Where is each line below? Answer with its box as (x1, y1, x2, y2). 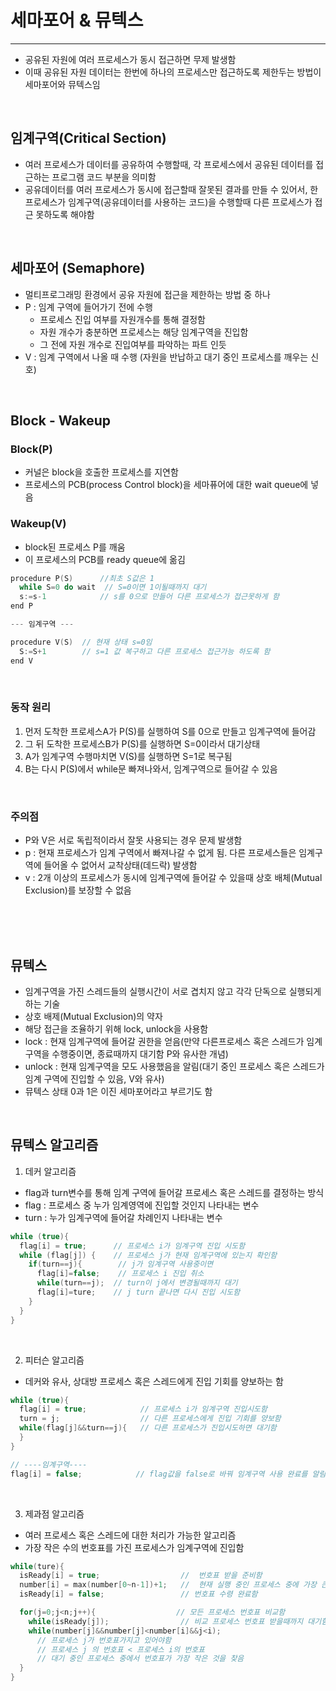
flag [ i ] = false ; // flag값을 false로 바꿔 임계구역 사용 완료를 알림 (10, 1469, 327, 1479)
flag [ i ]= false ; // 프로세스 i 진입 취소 (36, 1269, 205, 1279)
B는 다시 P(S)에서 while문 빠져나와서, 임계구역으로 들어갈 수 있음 (24, 762, 278, 775)
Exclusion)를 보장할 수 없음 (24, 884, 132, 896)
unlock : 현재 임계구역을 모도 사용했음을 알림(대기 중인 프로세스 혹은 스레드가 (24, 1060, 325, 1072)
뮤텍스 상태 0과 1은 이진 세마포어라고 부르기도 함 (24, 1085, 213, 1097)
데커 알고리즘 (24, 1165, 77, 1177)
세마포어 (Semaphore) (10, 260, 146, 277)
